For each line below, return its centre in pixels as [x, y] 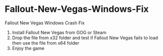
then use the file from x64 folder [46, 43]
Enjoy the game [28, 48]
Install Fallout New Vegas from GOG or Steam [59, 32]
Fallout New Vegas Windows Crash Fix [45, 23]
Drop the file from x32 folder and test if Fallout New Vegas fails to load [85, 38]
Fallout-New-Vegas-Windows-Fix [77, 9]
